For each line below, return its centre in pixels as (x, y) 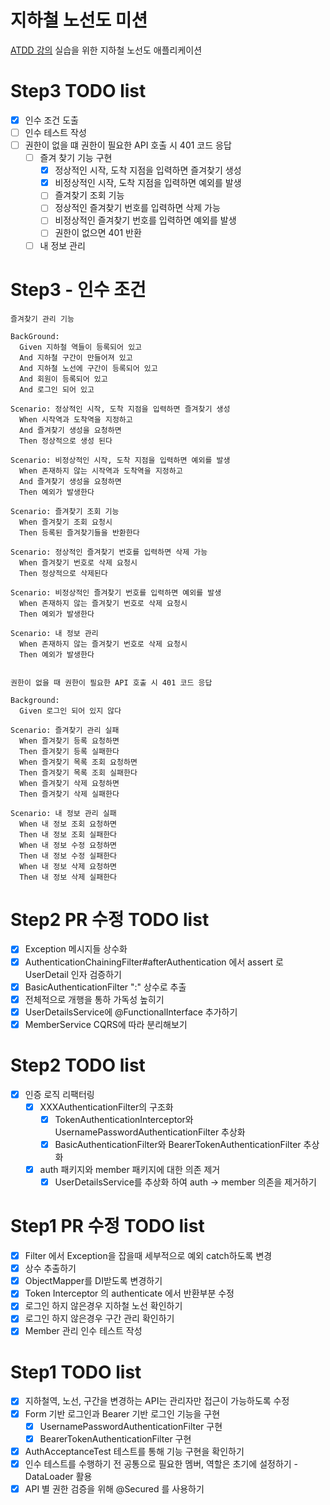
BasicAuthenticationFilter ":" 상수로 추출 (105, 987)
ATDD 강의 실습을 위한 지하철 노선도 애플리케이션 (106, 50)
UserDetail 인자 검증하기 (73, 974)
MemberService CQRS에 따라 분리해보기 (106, 1024)
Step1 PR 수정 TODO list (107, 1226)
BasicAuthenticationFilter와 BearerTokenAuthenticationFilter (178, 1144)
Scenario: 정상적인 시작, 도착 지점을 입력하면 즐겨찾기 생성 (120, 409)
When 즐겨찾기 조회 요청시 (66, 522)
